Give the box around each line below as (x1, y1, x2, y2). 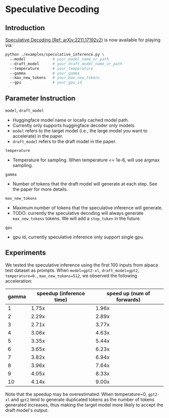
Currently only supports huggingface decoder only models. (12, 122, 136, 128)
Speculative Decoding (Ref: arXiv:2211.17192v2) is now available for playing (5, 37, 161, 43)
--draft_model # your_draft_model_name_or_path (10, 61, 123, 66)
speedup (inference (37, 290, 86, 297)
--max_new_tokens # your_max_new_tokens (10, 75, 100, 80)
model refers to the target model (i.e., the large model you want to (12, 127, 148, 134)
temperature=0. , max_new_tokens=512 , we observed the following (5, 273, 137, 279)
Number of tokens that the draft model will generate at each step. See (12, 181, 157, 187)
